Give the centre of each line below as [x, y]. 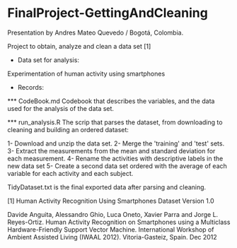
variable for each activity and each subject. [70, 173]
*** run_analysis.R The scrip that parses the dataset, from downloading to [115, 122]
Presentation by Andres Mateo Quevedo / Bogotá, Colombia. [96, 33]
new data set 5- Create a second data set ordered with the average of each [117, 166]
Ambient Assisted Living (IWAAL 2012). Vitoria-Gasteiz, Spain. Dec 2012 [112, 237]
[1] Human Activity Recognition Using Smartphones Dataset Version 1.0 [111, 201]
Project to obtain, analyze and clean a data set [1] [79, 46]
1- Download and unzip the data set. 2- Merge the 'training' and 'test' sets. [116, 143]
